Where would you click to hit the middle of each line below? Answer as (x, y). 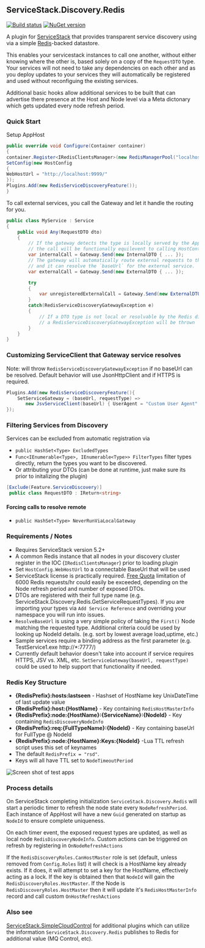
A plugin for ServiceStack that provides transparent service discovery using (102, 37)
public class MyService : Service (50, 220)
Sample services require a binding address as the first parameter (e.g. (103, 640)
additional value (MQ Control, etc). (49, 938)
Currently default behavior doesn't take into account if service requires (104, 653)
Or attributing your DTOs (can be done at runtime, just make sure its (100, 470)
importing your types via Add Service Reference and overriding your (101, 608)
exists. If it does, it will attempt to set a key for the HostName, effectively (97, 870)
